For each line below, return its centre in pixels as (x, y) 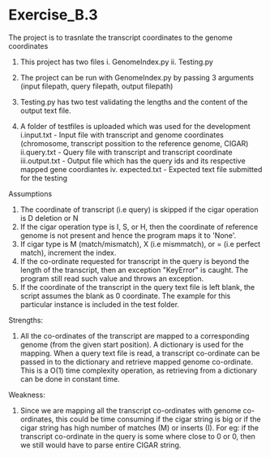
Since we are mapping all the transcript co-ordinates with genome (131, 410)
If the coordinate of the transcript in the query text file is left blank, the (137, 287)
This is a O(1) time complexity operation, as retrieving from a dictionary (139, 370)
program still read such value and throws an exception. (112, 279)
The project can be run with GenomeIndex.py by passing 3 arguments (137, 77)
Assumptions (30, 193)
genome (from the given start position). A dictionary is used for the (132, 344)
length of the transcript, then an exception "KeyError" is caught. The (134, 270)
